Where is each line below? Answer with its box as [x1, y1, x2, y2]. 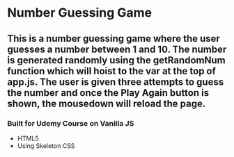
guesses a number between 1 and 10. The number [7, 43, 227, 55]
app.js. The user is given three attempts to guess [7, 76, 224, 88]
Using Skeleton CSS [17, 141, 75, 150]
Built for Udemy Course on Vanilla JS [7, 118, 134, 128]
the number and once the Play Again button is [7, 87, 210, 99]
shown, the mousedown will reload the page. [7, 97, 206, 109]
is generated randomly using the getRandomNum [7, 54, 226, 66]
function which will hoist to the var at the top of [7, 65, 216, 77]
